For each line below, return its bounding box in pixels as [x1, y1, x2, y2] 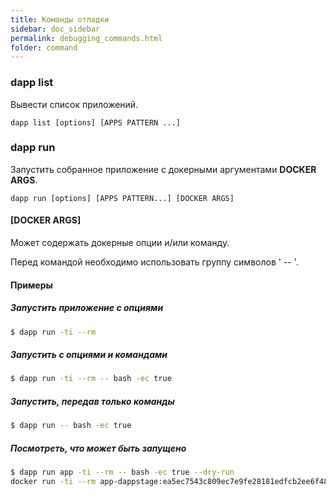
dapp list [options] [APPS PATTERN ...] [10, 117, 182, 128]
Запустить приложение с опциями [10, 302, 164, 314]
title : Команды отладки [10, 14, 110, 25]
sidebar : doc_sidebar [10, 24, 101, 34]
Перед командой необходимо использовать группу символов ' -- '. [10, 256, 299, 268]
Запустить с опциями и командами [10, 349, 168, 361]
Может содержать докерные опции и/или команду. [10, 237, 230, 249]
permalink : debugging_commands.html [10, 33, 163, 43]
